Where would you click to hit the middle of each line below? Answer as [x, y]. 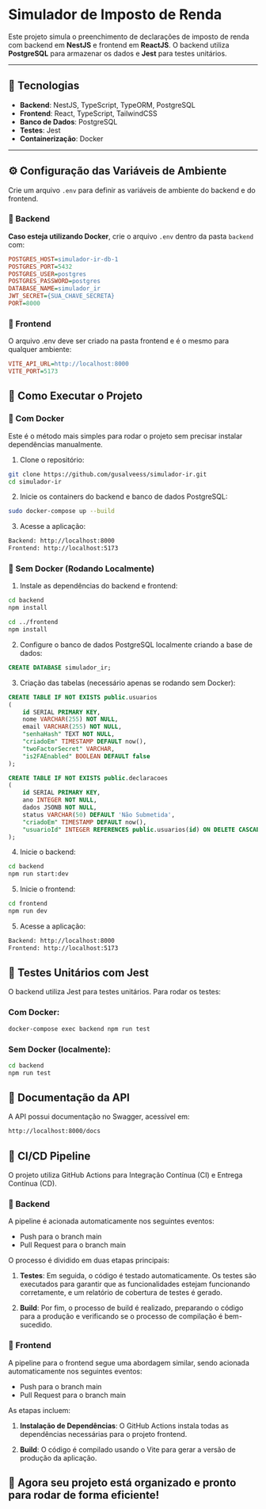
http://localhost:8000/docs [55, 1132]
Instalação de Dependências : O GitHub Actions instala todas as [124, 1426]
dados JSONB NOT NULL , [60, 808]
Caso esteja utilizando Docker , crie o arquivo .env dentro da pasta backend [131, 236]
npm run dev [28, 911]
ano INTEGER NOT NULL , [60, 800]
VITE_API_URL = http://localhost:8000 [68, 364]
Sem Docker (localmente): [59, 1049]
